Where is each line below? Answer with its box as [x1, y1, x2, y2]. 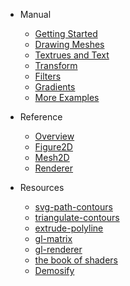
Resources [19, 182, 65, 193]
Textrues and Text [34, 49, 110, 61]
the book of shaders [34, 254, 118, 266]
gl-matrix [34, 233, 73, 244]
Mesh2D [34, 152, 70, 163]
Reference [19, 111, 63, 123]
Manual [19, 9, 52, 20]
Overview [34, 130, 75, 142]
